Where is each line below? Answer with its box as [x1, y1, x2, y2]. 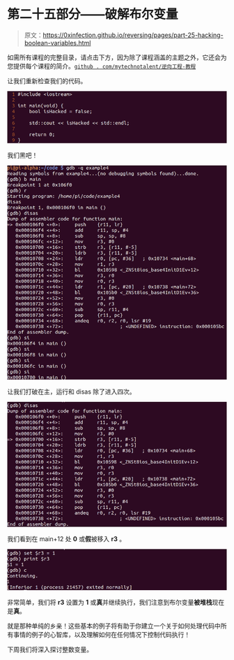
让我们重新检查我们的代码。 [7, 76, 87, 85]
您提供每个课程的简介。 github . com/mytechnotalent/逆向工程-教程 [7, 62, 196, 70]
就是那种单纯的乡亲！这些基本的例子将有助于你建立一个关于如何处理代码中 [7, 622, 221, 630]
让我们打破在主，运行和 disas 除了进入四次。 [7, 387, 136, 396]
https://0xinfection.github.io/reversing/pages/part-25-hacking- [42, 31, 224, 39]
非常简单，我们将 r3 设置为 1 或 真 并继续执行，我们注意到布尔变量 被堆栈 [7, 598, 212, 607]
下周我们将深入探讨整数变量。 [7, 645, 93, 654]
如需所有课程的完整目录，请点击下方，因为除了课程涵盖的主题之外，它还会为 [7, 53, 227, 62]
